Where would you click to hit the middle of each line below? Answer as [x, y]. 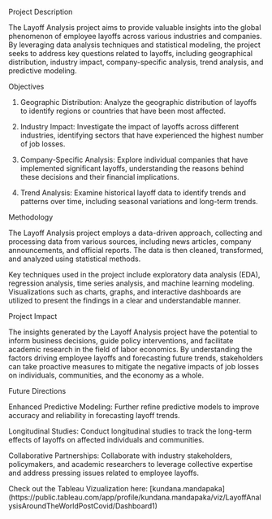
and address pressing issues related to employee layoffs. [104, 473]
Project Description [41, 12]
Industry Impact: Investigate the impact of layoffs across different [130, 126]
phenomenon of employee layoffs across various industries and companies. [135, 36]
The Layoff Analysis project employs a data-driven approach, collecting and [135, 233]
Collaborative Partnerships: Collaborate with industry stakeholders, [121, 456]
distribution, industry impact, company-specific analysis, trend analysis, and [136, 62]
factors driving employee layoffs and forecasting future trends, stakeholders [136, 358]
